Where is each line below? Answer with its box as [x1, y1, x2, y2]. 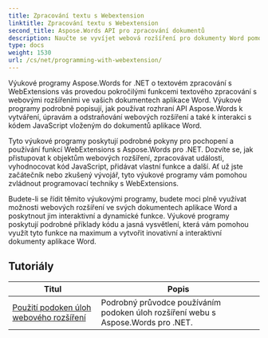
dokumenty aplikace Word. [8, 237, 97, 246]
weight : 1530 [8, 49, 52, 57]
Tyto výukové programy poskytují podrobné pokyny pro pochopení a [8, 136, 234, 145]
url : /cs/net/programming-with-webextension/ [8, 57, 162, 65]
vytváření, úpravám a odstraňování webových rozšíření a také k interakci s [8, 112, 252, 121]
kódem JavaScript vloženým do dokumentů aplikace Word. [8, 121, 202, 130]
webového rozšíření [12, 312, 86, 323]
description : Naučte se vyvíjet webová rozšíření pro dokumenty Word [8, 34, 245, 42]
